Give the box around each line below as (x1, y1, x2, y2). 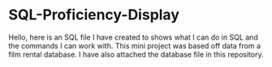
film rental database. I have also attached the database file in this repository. (8, 49, 264, 59)
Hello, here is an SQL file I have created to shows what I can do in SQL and (8, 32, 258, 42)
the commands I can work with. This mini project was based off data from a (8, 40, 261, 50)
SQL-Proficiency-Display (8, 6, 180, 24)
